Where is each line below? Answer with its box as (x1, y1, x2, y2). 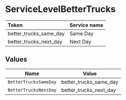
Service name (69, 21, 103, 28)
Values (5, 55, 27, 63)
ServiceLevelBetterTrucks (5, 3, 116, 15)
